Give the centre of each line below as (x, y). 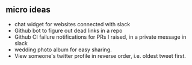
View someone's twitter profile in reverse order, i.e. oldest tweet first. (100, 55)
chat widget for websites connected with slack (72, 24)
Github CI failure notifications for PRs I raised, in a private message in (100, 37)
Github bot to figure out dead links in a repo (68, 30)
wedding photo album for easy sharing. (63, 49)
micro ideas (28, 10)
